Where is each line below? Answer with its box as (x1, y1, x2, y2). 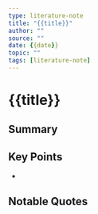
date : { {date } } (8, 42, 59, 50)
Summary (8, 123, 58, 136)
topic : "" (8, 49, 41, 57)
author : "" (8, 26, 45, 34)
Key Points (8, 150, 63, 164)
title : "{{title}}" (8, 19, 73, 27)
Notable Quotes (8, 194, 88, 208)
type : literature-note (8, 11, 84, 20)
